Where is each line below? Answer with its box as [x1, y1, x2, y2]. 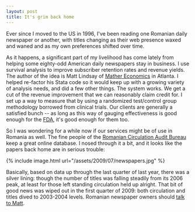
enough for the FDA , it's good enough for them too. [6, 116, 130, 123]
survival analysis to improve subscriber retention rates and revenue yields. [6, 66, 185, 73]
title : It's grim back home [6, 14, 75, 20]
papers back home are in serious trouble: [6, 145, 105, 152]
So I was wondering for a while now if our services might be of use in [6, 127, 173, 134]
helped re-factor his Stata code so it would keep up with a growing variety [6, 78, 185, 85]
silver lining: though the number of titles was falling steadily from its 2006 [6, 175, 183, 182]
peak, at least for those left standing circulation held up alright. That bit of [6, 180, 183, 187]
